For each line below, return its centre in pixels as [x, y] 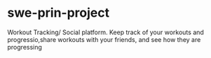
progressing [25, 47]
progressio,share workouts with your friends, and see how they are [104, 39]
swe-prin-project [59, 13]
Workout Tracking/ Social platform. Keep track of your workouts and [106, 32]
